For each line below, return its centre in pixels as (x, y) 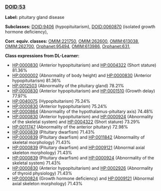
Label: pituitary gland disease (35, 17)
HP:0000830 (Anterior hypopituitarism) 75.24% (60, 106)
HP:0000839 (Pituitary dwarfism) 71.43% (53, 132)
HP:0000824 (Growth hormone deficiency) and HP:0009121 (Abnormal (83, 178)
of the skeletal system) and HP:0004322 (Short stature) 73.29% (76, 122)
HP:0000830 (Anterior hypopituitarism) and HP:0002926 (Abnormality (82, 168)
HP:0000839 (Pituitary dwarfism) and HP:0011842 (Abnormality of (78, 137)
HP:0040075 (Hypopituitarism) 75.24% (51, 101)
